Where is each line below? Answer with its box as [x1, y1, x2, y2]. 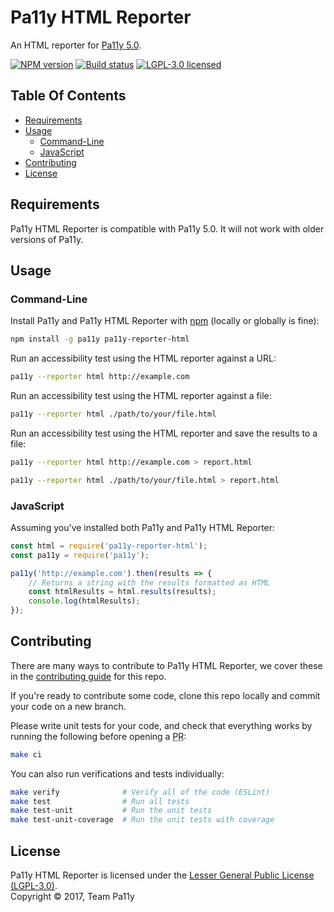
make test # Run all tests [10, 796, 190, 806]
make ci [10, 749, 43, 760]
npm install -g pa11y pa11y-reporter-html [10, 334, 190, 345]
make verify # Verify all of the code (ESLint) [10, 787, 271, 797]
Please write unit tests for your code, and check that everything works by [10, 719, 313, 731]
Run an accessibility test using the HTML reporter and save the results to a [10, 427, 318, 439]
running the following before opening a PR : [10, 730, 187, 742]
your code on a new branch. [10, 700, 127, 712]
